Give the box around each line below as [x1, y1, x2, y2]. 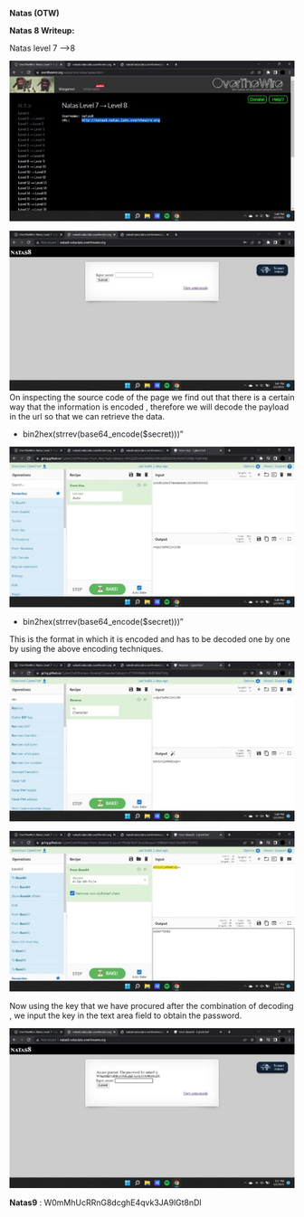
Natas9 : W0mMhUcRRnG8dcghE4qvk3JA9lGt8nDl [9, 1197, 202, 1208]
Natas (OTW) [9, 8, 61, 18]
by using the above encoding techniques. [9, 643, 164, 654]
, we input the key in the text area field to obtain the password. [9, 1010, 242, 1021]
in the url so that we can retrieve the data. [9, 411, 166, 421]
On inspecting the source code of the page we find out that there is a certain [9, 392, 295, 402]
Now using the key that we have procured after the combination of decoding [9, 1000, 294, 1011]
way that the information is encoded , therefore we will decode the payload [9, 401, 290, 412]
